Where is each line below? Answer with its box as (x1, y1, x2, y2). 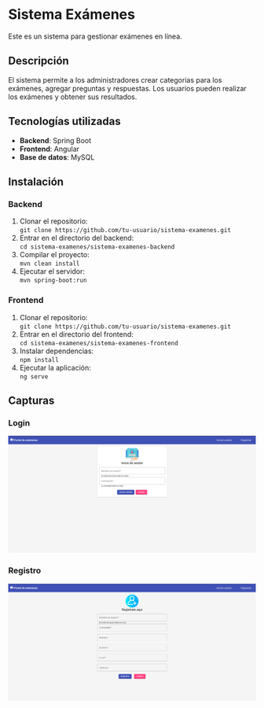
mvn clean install (19, 260, 80, 268)
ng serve (19, 372, 49, 381)
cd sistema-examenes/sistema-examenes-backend (19, 243, 175, 251)
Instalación (8, 175, 64, 188)
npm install (19, 356, 59, 363)
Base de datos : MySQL (19, 152, 95, 162)
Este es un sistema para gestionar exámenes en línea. (8, 31, 182, 41)
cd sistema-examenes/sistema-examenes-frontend (19, 339, 178, 347)
